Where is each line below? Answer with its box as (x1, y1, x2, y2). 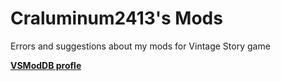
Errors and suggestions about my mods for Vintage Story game (10, 40, 271, 52)
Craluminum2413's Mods (10, 7, 223, 30)
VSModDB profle (10, 59, 82, 71)
